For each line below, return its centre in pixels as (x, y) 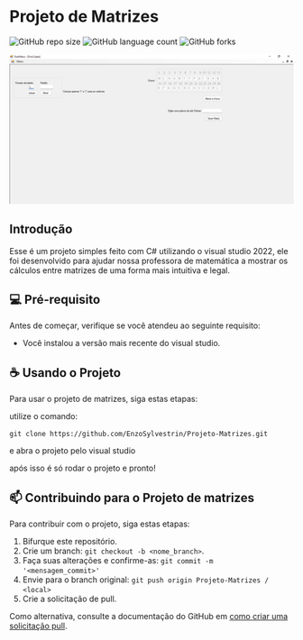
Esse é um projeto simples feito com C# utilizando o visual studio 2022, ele (149, 251)
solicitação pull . (38, 626)
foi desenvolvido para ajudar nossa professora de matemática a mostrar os (149, 261)
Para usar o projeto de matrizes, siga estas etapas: (104, 399)
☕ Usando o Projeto (65, 373)
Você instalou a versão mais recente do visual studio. (121, 343)
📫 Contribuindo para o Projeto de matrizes (132, 498)
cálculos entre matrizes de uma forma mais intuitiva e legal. (120, 270)
